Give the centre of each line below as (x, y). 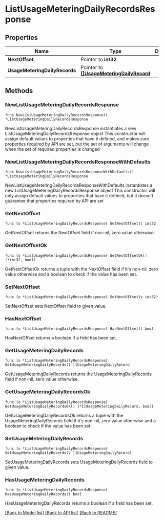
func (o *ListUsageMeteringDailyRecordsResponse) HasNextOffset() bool (79, 329)
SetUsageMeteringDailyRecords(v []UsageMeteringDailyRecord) (69, 453)
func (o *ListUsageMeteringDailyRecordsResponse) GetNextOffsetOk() (76, 255)
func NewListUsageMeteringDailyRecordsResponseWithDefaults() (70, 172)
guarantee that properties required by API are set (54, 201)
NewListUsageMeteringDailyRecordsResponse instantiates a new (71, 128)
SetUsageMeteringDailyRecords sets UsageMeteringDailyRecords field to (79, 462)
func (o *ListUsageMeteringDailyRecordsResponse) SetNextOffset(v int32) (82, 297)
